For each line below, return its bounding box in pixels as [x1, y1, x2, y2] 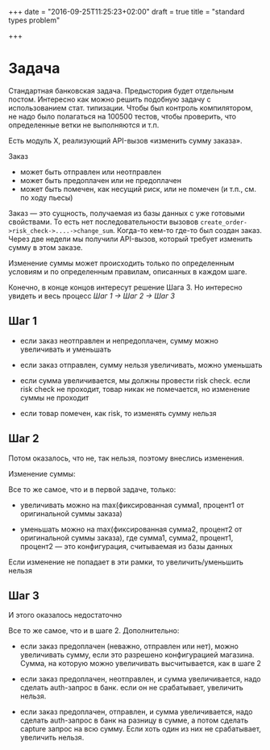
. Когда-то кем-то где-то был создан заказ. [112, 225, 262, 235]
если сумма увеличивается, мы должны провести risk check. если [19, 375, 251, 385]
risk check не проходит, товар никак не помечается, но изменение [19, 384, 251, 394]
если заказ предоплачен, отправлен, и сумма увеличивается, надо [19, 707, 253, 717]
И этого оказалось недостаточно [8, 610, 123, 620]
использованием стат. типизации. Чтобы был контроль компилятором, [8, 102, 253, 112]
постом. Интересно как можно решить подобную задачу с [8, 94, 211, 104]
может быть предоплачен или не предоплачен [19, 175, 181, 185]
